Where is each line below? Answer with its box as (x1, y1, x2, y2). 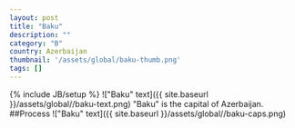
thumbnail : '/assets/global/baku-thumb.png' (9, 55, 181, 64)
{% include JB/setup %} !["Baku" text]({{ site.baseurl (9, 88, 209, 100)
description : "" (9, 30, 71, 39)
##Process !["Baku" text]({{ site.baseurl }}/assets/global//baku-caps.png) (9, 108, 287, 119)
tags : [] (9, 64, 43, 74)
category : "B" (9, 38, 64, 48)
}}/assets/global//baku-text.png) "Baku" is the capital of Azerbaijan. (9, 98, 264, 109)
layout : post (9, 13, 59, 23)
